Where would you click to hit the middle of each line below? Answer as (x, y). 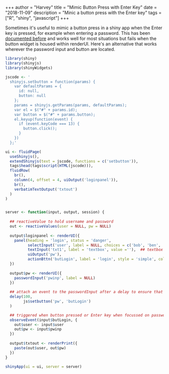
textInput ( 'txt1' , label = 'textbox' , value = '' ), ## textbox (95, 250)
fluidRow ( (20, 171)
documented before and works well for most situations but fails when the (81, 38)
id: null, (29, 91)
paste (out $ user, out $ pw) (40, 348)
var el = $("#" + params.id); (46, 110)
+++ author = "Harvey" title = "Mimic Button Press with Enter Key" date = (81, 7)
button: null (32, 96)
